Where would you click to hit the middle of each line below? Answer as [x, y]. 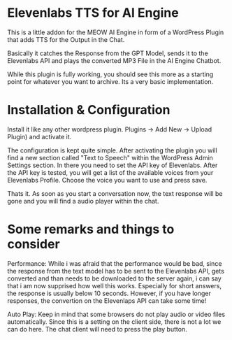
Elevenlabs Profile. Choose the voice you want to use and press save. [107, 180]
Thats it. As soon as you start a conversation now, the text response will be [115, 193]
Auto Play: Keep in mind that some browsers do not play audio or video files [116, 314]
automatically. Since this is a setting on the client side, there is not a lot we [114, 321]
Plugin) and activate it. [39, 136]
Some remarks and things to [91, 229]
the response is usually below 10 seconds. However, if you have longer [109, 293]
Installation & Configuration [89, 110]
